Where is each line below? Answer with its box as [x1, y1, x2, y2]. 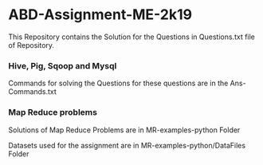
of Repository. [8, 40, 54, 49]
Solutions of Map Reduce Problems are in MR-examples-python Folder [8, 125, 241, 135]
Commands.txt [8, 87, 57, 96]
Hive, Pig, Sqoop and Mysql [8, 60, 117, 71]
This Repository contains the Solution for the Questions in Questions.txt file [8, 32, 255, 41]
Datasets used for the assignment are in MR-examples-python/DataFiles [8, 140, 245, 150]
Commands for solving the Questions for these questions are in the [8, 78, 229, 88]
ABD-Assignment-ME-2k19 [8, 6, 193, 24]
